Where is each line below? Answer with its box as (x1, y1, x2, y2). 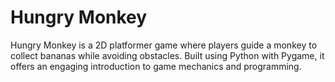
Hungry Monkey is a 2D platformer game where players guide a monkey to (10, 39, 318, 51)
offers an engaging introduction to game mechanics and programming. (10, 60, 302, 72)
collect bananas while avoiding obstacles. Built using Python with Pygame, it (10, 49, 325, 61)
